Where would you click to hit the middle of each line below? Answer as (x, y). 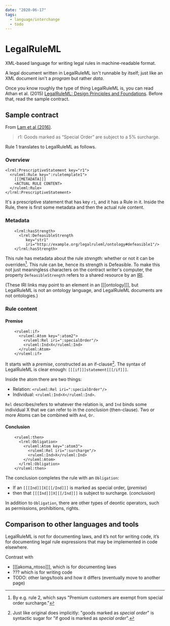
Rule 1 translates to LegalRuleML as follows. (51, 147)
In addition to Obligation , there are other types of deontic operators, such (82, 503)
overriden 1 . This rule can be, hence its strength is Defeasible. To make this (83, 264)
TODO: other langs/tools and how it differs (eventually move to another (86, 578)
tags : (11, 15)
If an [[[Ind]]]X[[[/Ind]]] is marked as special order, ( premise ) (80, 488)
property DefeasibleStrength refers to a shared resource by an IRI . (75, 275)
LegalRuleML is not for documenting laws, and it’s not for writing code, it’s (82, 537)
